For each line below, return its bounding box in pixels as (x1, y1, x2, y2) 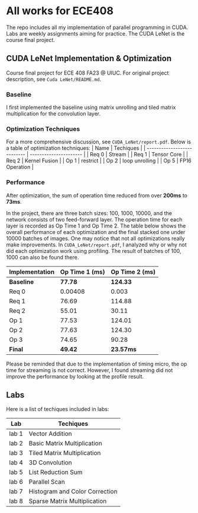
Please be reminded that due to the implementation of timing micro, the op (6, 360, 187, 367)
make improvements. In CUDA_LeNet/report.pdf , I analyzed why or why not (6, 241, 187, 248)
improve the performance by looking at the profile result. (6, 373, 144, 380)
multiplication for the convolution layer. (6, 110, 101, 117)
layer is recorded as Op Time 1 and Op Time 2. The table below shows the (6, 222, 186, 229)
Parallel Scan (28, 478, 65, 486)
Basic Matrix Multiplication (28, 440, 102, 448)
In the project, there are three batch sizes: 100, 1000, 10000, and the (6, 209, 173, 217)
